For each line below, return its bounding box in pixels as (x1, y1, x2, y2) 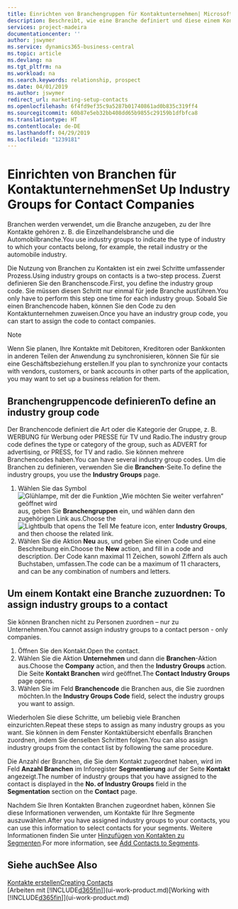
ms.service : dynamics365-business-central (7, 43, 135, 50)
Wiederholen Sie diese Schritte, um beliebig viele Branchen (7, 713, 181, 722)
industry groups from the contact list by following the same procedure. (7, 743, 214, 751)
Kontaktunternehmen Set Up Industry (7, 182, 230, 197)
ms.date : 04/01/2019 (7, 83, 69, 90)
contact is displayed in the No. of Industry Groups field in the (7, 779, 187, 788)
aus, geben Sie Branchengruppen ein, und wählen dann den (17, 507, 195, 515)
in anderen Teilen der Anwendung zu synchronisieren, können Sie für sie (7, 352, 220, 361)
